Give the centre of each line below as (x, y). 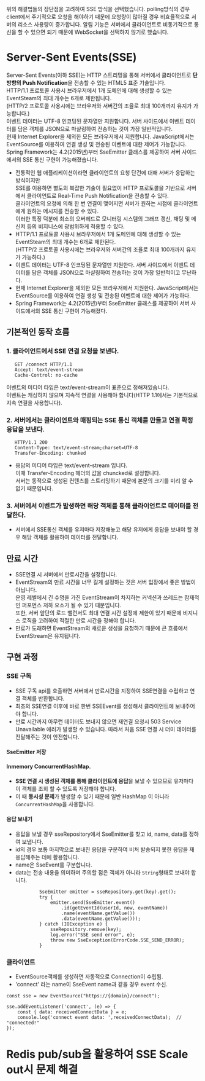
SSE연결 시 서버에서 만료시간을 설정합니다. (66, 575)
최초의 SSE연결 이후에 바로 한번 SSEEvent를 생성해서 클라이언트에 (95, 706)
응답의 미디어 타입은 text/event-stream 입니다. (71, 465)
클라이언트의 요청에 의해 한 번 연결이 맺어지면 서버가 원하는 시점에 (94, 203)
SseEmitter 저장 (26, 752)
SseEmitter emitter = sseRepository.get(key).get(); (107, 892)
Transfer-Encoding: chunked (50, 453)
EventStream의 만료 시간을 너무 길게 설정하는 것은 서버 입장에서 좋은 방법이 (105, 582)
